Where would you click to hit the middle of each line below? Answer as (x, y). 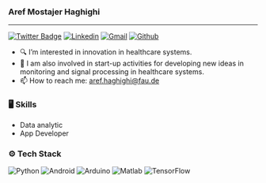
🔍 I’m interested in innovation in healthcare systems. (106, 52)
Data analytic (41, 125)
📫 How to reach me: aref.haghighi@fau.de (89, 80)
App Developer (44, 133)
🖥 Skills (23, 105)
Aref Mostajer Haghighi (54, 12)
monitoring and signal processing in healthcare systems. (112, 72)
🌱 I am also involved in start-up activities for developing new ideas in (131, 63)
